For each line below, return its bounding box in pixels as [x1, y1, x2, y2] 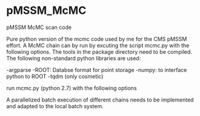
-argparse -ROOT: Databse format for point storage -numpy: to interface [6, 66, 187, 73]
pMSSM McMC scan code [6, 24, 72, 31]
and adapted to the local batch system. [6, 102, 104, 109]
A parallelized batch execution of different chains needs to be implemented [6, 96, 194, 103]
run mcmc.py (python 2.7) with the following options [6, 84, 138, 91]
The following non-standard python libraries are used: [6, 54, 141, 62]
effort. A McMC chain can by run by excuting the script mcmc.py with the [6, 42, 190, 49]
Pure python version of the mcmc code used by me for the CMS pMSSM [6, 35, 187, 42]
